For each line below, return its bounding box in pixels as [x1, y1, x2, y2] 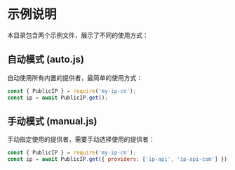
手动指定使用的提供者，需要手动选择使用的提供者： [7, 135, 155, 144]
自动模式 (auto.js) [7, 53, 84, 65]
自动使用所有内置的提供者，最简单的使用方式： [7, 73, 142, 81]
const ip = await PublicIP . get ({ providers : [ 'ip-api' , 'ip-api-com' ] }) [7, 156, 228, 163]
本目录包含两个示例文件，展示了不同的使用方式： [7, 31, 149, 39]
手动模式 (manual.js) [7, 115, 98, 127]
